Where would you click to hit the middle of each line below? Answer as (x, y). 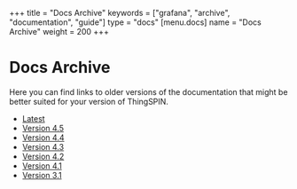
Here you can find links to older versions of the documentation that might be (148, 91)
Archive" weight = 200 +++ (59, 31)
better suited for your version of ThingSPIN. (89, 101)
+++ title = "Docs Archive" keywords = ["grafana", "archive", (120, 13)
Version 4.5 (43, 128)
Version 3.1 (42, 175)
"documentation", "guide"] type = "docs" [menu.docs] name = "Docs (135, 22)
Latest (34, 118)
